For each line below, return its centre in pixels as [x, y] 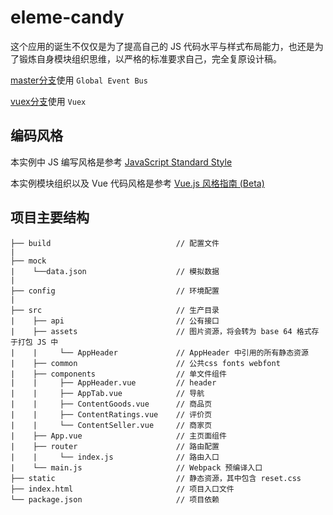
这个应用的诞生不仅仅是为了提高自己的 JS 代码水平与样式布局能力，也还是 [162, 46]
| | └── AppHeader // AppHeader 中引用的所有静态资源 [159, 352]
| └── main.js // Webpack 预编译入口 [136, 467]
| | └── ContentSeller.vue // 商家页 [111, 425]
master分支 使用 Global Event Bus [79, 80]
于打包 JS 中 [34, 342]
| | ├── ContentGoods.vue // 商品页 [111, 404]
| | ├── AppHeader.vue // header [113, 382]
